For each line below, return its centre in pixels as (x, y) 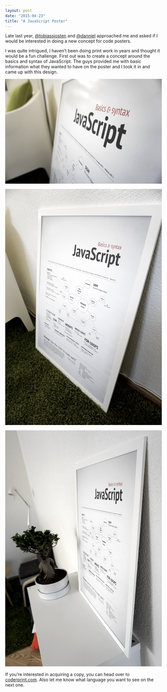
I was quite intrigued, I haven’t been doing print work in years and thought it (83, 51)
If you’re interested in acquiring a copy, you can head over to (68, 674)
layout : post (19, 10)
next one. (15, 685)
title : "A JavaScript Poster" (37, 21)
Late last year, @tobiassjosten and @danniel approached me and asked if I (82, 36)
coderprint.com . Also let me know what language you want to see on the (80, 680)
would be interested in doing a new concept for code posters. (68, 41)
